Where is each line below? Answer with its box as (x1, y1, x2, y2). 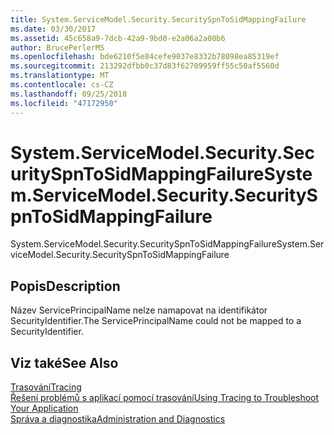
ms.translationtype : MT (10, 71, 110, 81)
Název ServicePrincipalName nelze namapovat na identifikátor (10, 304, 268, 316)
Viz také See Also (10, 354, 119, 371)
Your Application (10, 402, 79, 415)
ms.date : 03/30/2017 (10, 24, 97, 34)
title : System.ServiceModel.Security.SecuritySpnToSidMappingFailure (10, 14, 307, 25)
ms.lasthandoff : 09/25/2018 (10, 89, 128, 99)
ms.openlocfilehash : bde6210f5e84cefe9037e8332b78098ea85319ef (10, 52, 280, 62)
